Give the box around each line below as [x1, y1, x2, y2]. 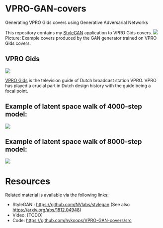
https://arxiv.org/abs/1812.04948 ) [12, 207, 81, 213]
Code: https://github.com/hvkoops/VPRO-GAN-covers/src [12, 218, 132, 224]
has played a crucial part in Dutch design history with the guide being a [5, 83, 151, 89]
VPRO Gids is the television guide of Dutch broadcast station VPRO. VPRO [5, 77, 157, 83]
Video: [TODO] [12, 212, 43, 218]
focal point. [5, 88, 28, 94]
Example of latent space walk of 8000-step [5, 137, 142, 146]
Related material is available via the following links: [5, 192, 109, 198]
